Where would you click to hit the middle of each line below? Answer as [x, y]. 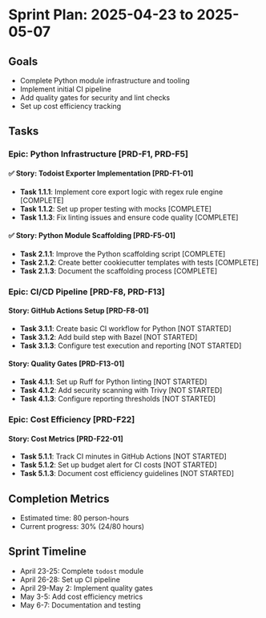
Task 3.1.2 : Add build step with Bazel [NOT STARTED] [109, 337]
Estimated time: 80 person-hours [75, 518]
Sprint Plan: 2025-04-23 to [101, 15]
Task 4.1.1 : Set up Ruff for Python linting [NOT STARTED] [113, 382]
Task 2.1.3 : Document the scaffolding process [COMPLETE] [119, 271]
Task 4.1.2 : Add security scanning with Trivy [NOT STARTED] [121, 390]
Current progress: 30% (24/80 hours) [82, 526]
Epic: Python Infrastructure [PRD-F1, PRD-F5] [98, 154]
